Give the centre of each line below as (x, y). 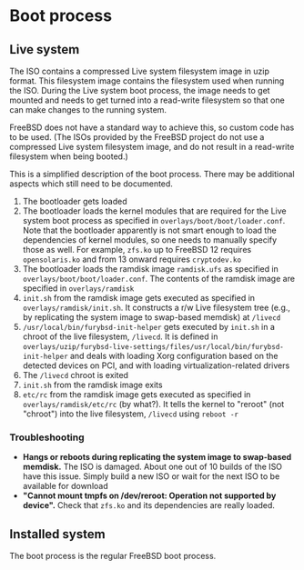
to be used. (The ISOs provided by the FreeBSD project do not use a (137, 137)
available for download (65, 486)
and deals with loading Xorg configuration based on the (174, 356)
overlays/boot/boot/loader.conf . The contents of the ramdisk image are (159, 279)
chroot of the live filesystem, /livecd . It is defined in (120, 336)
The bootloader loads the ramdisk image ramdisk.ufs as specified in (151, 269)
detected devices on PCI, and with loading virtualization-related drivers (156, 365)
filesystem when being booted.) (69, 156)
